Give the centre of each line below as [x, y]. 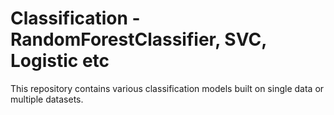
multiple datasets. [47, 99]
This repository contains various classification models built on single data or [167, 88]
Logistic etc [60, 61]
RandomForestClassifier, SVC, [138, 39]
